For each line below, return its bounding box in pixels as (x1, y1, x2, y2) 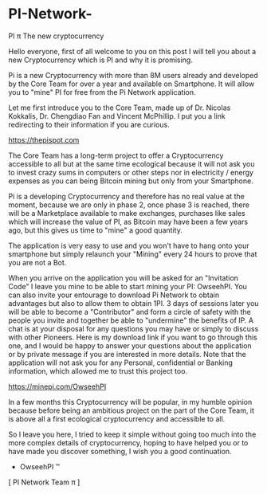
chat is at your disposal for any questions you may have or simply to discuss (8, 323, 259, 333)
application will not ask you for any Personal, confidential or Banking (8, 358, 234, 367)
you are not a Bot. (8, 257, 67, 267)
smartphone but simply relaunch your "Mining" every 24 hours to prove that (8, 249, 257, 259)
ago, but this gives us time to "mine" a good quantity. (8, 225, 183, 235)
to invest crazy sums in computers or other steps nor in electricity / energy (8, 167, 253, 177)
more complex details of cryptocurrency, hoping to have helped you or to (8, 437, 249, 447)
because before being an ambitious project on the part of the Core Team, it (8, 406, 255, 415)
